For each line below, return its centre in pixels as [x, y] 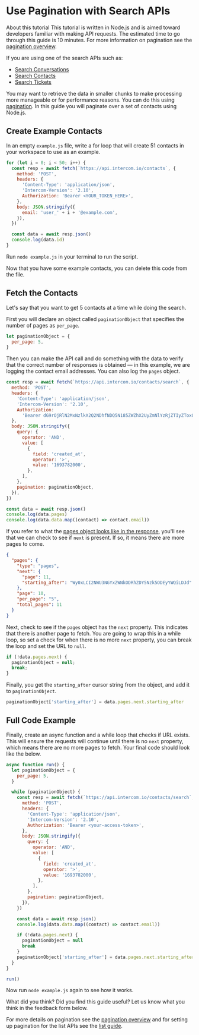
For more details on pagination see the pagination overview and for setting [97, 1020]
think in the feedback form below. [47, 1008]
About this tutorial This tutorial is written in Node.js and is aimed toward [93, 27]
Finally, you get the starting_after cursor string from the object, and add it [98, 685]
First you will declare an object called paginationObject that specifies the [95, 319]
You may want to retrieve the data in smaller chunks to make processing [94, 93]
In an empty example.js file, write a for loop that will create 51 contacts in [95, 145]
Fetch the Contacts [42, 293]
